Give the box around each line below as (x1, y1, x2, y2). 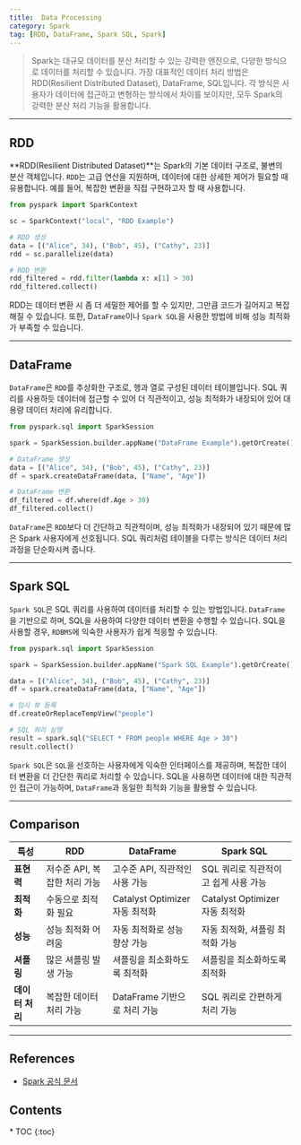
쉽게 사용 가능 (211, 876, 267, 889)
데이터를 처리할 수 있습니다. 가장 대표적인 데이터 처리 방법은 (40, 66, 249, 77)
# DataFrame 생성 (9, 455, 70, 464)
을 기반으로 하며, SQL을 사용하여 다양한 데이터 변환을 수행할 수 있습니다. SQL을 (9, 615, 286, 626)
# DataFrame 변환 (9, 488, 70, 497)
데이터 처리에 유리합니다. (25, 404, 113, 415)
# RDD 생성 (9, 232, 47, 242)
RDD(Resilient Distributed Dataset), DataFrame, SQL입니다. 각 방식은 (30, 78, 280, 89)
